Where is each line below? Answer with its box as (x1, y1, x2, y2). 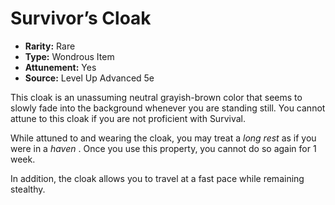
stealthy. (10, 183, 46, 195)
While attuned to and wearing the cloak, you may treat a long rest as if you (10, 132, 317, 144)
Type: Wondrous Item (24, 50, 115, 62)
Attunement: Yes (24, 61, 97, 73)
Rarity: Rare (24, 40, 76, 52)
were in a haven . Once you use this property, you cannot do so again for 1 (10, 142, 317, 154)
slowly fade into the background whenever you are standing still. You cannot (10, 102, 326, 114)
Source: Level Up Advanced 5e (24, 72, 155, 84)
